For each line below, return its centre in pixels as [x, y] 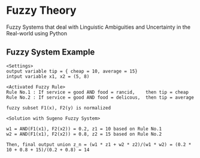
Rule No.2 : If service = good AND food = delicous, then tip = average [100, 97]
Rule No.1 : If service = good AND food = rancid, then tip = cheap [97, 92]
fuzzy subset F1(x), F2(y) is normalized [59, 108]
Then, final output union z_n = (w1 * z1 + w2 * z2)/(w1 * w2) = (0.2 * [99, 144]
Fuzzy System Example [51, 52]
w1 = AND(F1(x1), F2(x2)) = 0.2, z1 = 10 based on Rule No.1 [84, 129]
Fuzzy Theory [41, 10]
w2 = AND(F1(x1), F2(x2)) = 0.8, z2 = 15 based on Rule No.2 [84, 134]
